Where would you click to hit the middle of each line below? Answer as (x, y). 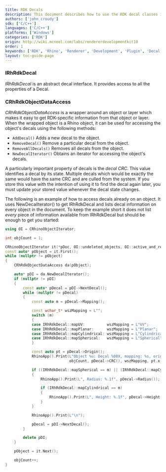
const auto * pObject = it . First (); (42, 252)
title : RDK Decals (24, 10)
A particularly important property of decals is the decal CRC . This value (78, 168)
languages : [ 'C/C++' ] (27, 28)
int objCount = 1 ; (24, 238)
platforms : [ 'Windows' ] (30, 33)
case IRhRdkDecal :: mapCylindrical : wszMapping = (83, 334)
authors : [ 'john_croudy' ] (32, 19)
